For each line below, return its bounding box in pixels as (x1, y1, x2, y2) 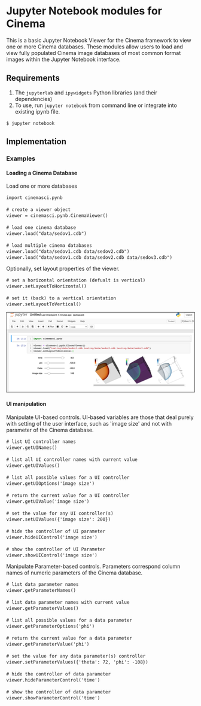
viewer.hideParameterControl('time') (6, 677, 100, 683)
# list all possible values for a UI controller (6, 475, 130, 481)
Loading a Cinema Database (6, 169, 78, 176)
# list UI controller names (6, 439, 77, 445)
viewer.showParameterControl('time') (6, 695, 100, 701)
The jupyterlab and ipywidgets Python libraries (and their (14, 88, 157, 96)
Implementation (6, 136, 67, 147)
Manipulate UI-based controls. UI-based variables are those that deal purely (6, 414, 194, 421)
